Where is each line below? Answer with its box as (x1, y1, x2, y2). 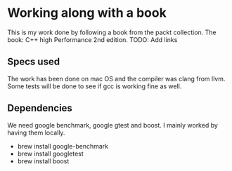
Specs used (7, 56, 60, 68)
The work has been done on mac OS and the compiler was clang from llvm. (7, 74, 226, 83)
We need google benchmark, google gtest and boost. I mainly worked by (7, 121, 218, 129)
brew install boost (17, 156, 70, 165)
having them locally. (7, 128, 65, 137)
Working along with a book (7, 5, 167, 21)
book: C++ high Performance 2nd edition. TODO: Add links (7, 35, 178, 43)
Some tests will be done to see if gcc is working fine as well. (7, 82, 182, 90)
